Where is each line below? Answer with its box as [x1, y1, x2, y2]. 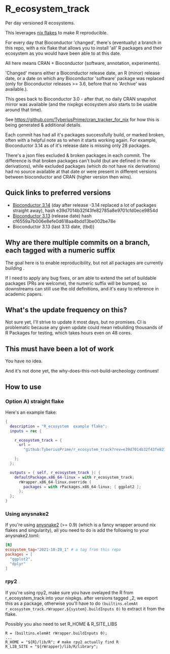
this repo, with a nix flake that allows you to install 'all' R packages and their [5, 45, 163, 51]
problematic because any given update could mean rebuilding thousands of [5, 324, 163, 331]
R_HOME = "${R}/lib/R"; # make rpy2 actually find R [5, 639, 119, 644]
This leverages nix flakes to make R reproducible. [5, 29, 108, 35]
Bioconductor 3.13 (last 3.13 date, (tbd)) [12, 224, 95, 230]
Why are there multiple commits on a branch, [5, 238, 150, 247]
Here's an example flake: [5, 409, 57, 415]
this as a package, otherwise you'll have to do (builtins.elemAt [5, 600, 138, 606]
